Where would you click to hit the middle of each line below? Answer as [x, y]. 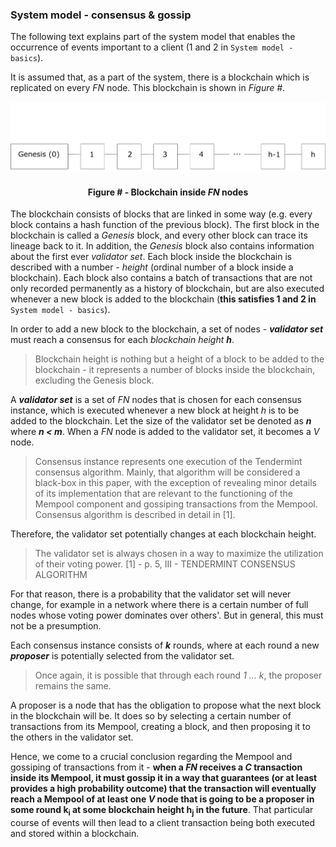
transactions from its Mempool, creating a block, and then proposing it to [160, 727]
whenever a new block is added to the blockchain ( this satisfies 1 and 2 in [163, 299]
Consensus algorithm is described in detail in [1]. [135, 515]
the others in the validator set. [72, 737]
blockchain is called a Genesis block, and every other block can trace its [159, 235]
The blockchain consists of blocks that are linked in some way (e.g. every [161, 214]
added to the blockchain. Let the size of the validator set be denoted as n [161, 421]
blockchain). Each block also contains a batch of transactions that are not [161, 278]
